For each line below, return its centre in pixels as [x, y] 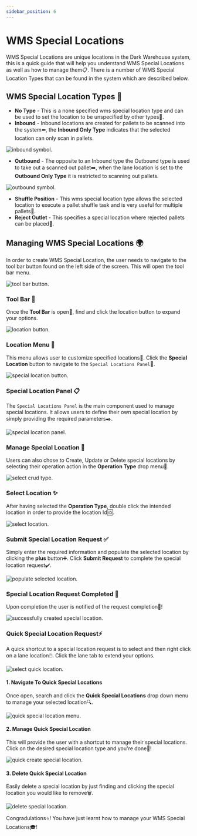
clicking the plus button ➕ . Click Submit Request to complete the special [94, 558]
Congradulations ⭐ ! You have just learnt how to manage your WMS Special [96, 818]
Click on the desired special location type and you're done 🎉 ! [79, 748]
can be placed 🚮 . [34, 224]
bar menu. [18, 273]
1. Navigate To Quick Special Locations [54, 683]
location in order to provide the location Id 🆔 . [60, 512]
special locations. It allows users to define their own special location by [92, 412]
